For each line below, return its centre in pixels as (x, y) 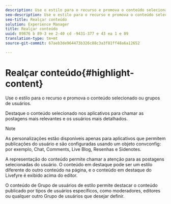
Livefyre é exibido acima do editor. (41, 175)
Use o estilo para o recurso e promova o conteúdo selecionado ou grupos (83, 98)
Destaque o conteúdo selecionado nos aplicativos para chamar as (75, 113)
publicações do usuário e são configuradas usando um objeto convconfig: (83, 144)
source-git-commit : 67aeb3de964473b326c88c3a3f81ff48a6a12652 (73, 43)
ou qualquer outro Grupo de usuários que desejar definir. (65, 196)
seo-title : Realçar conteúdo (36, 19)
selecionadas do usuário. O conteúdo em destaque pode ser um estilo (79, 164)
